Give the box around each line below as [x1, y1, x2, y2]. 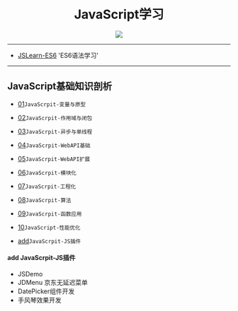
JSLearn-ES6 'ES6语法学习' [17, 51, 99, 59]
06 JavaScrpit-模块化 [17, 168, 76, 177]
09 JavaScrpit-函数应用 [17, 209, 82, 218]
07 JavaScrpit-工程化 [17, 182, 76, 190]
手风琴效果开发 [17, 295, 62, 304]
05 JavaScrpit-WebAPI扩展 [17, 154, 91, 163]
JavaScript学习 [74, 6, 164, 23]
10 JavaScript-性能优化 [17, 223, 81, 231]
